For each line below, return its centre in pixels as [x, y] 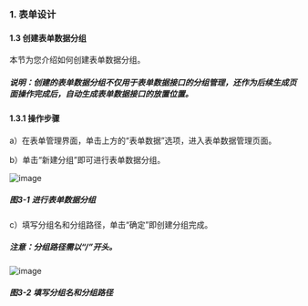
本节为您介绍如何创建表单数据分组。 [77, 60]
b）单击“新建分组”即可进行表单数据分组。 [87, 159]
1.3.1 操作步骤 [35, 118]
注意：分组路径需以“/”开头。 [63, 247]
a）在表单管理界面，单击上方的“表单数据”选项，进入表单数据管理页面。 [143, 140]
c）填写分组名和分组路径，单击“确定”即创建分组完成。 [111, 224]
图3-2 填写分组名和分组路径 [62, 292]
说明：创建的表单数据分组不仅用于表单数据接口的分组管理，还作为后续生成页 [153, 82]
